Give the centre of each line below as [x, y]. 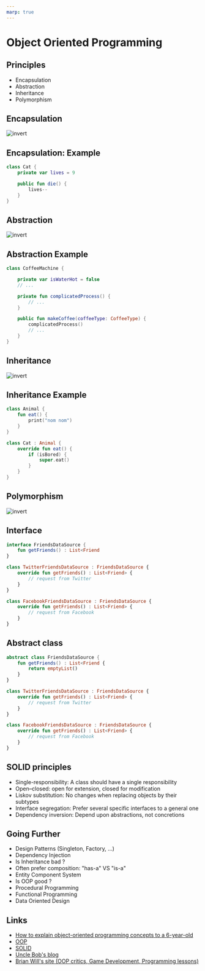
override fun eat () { [45, 449]
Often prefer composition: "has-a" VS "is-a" [71, 868]
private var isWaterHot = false [58, 280]
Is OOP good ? [33, 881]
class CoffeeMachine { [35, 269]
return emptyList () [53, 669]
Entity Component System [48, 875]
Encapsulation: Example [54, 153]
